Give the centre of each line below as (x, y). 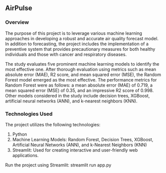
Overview (17, 22)
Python (20, 134)
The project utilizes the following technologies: (53, 124)
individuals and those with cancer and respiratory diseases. (66, 54)
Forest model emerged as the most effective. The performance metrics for (81, 80)
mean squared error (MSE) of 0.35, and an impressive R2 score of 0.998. (80, 90)
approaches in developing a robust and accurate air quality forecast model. (82, 38)
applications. (25, 155)
